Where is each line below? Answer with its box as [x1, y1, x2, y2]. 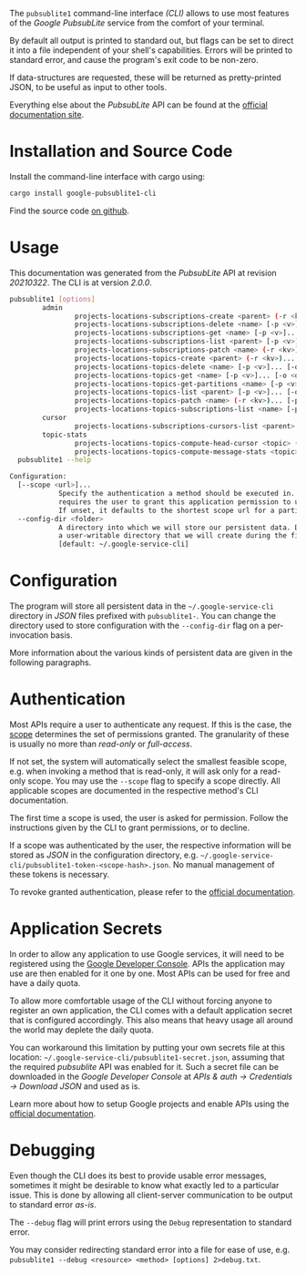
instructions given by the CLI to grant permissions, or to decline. [9, 822, 250, 833]
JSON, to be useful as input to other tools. [9, 82, 167, 92]
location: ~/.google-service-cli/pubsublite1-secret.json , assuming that [9, 1052, 285, 1063]
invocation [9, 630, 49, 641]
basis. [50, 630, 73, 641]
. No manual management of [168, 859, 275, 869]
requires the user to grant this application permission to [57, 497, 291, 507]
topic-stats [42, 430, 88, 439]
